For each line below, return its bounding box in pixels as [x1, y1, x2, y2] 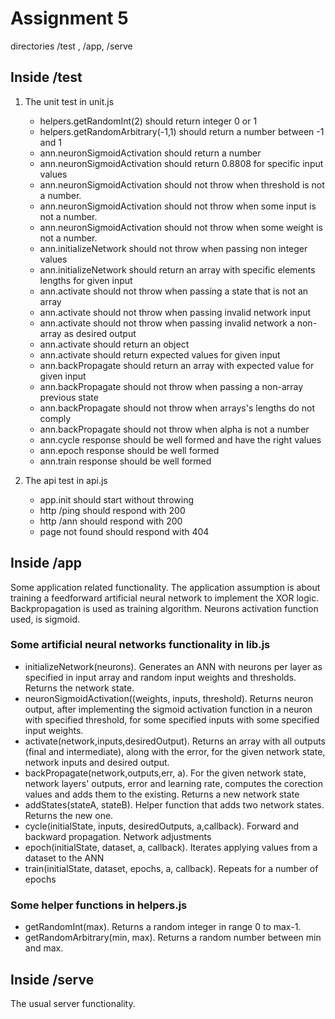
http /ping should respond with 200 [39, 504, 186, 516]
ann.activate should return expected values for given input [39, 348, 281, 361]
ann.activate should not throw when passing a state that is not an [39, 285, 309, 297]
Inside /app [10, 555, 82, 572]
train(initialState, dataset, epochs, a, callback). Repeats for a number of [24, 862, 319, 874]
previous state [39, 391, 99, 403]
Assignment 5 [10, 7, 129, 30]
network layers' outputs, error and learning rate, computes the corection [24, 777, 323, 789]
